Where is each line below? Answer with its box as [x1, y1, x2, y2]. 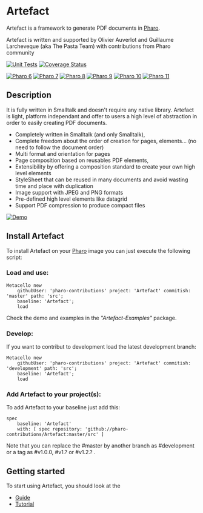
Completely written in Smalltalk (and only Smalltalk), [15, 130, 145, 138]
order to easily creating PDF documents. [6, 119, 107, 126]
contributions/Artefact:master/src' [6, 432, 99, 438]
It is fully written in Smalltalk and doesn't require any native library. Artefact [6, 106, 194, 113]
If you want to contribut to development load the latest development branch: [6, 343, 197, 350]
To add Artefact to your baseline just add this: [6, 404, 121, 411]
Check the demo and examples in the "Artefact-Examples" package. [6, 314, 177, 321]
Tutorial [15, 500, 35, 508]
